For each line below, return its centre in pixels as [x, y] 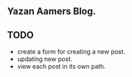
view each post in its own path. [61, 67]
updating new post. [45, 59]
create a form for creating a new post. [71, 52]
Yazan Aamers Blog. [52, 11]
